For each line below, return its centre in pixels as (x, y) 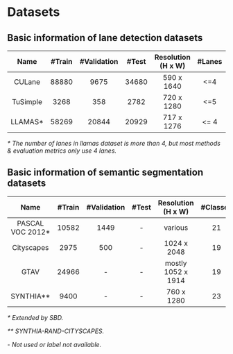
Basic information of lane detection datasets (105, 38)
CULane (27, 82)
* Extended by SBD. (35, 317)
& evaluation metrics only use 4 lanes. (62, 151)
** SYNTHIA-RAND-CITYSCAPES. (56, 331)
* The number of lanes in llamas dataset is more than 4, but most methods (114, 143)
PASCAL (31, 223)
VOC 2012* (31, 232)
